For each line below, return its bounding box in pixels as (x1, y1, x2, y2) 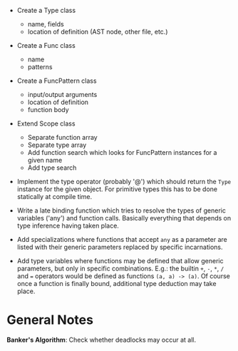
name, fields (27, 20, 65, 28)
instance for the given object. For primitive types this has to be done (16, 185, 218, 193)
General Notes (6, 312, 94, 328)
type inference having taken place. (16, 221, 119, 230)
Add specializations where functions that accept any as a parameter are (16, 235, 227, 243)
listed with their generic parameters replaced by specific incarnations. (16, 243, 223, 251)
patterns (27, 63, 53, 71)
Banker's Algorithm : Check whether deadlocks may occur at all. (6, 335, 197, 344)
